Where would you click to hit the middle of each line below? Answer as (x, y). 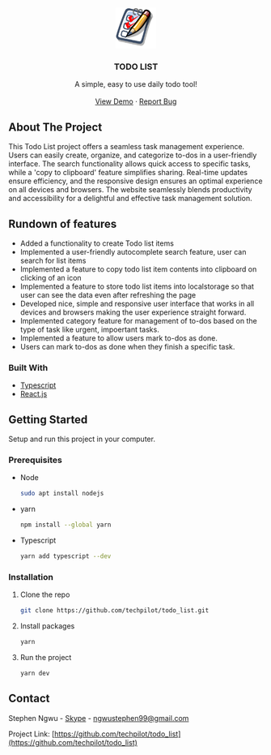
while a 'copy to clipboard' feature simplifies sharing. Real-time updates (128, 173)
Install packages (47, 626)
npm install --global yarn (66, 525)
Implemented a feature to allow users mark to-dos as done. (119, 338)
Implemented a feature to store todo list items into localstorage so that (137, 286)
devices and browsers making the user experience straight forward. (133, 312)
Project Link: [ (32, 734)
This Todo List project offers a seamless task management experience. (127, 147)
